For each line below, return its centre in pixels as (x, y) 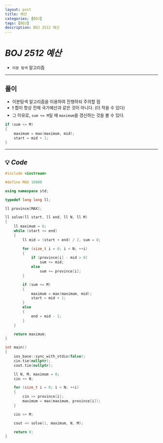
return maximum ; (30, 334)
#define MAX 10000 (24, 182)
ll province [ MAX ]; (24, 209)
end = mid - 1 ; (46, 316)
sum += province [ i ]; (60, 271)
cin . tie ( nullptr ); (32, 361)
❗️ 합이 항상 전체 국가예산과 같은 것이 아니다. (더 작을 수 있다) (68, 107)
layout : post (18, 9)
